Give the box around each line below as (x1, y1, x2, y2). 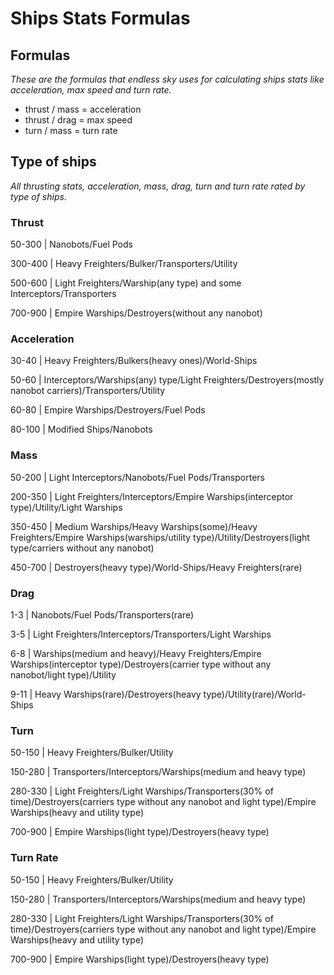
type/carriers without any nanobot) (10, 542, 155, 554)
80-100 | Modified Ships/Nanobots (10, 423, 153, 436)
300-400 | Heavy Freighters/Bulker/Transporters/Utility (10, 258, 238, 270)
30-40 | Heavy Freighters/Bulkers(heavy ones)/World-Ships (10, 355, 258, 367)
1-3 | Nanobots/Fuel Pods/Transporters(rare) (10, 609, 195, 621)
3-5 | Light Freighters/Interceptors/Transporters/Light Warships (10, 628, 272, 640)
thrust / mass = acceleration (24, 103, 142, 115)
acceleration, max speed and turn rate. (10, 84, 172, 96)
